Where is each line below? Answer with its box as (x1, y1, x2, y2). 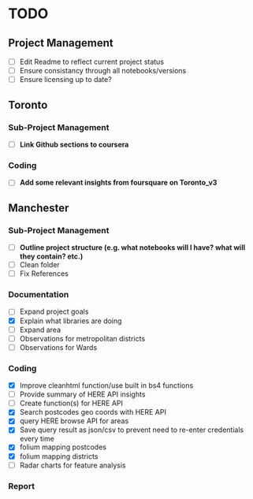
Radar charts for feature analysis (19, 460, 126, 470)
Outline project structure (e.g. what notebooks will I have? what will (19, 242, 246, 252)
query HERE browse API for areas (19, 416, 129, 426)
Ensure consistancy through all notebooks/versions (19, 66, 187, 76)
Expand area (19, 325, 61, 334)
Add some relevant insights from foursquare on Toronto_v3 (19, 178, 218, 188)
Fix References (19, 269, 69, 278)
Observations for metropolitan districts (19, 333, 146, 343)
